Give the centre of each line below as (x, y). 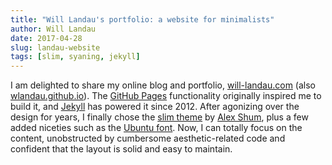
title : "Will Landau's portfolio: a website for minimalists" (142, 19)
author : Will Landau (53, 29)
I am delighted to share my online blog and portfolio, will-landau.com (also (163, 85)
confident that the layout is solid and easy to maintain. (121, 149)
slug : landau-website (55, 47)
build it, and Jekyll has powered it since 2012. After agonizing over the (155, 107)
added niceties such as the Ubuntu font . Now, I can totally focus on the (156, 128)
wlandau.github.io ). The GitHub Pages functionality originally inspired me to (166, 96)
